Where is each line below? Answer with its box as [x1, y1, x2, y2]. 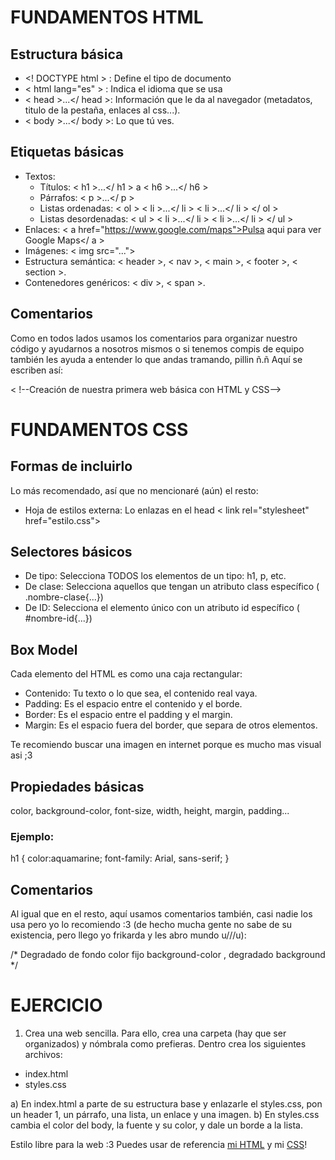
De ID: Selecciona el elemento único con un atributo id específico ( [24, 602, 300, 614]
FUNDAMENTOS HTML [10, 6, 204, 29]
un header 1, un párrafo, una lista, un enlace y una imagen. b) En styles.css [10, 1109, 320, 1121]
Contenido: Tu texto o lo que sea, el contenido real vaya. [24, 687, 258, 700]
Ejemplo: [10, 829, 55, 843]
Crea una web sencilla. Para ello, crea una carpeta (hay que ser [24, 1027, 287, 1040]
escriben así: [10, 364, 63, 376]
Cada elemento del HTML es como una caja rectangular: [10, 668, 243, 680]
